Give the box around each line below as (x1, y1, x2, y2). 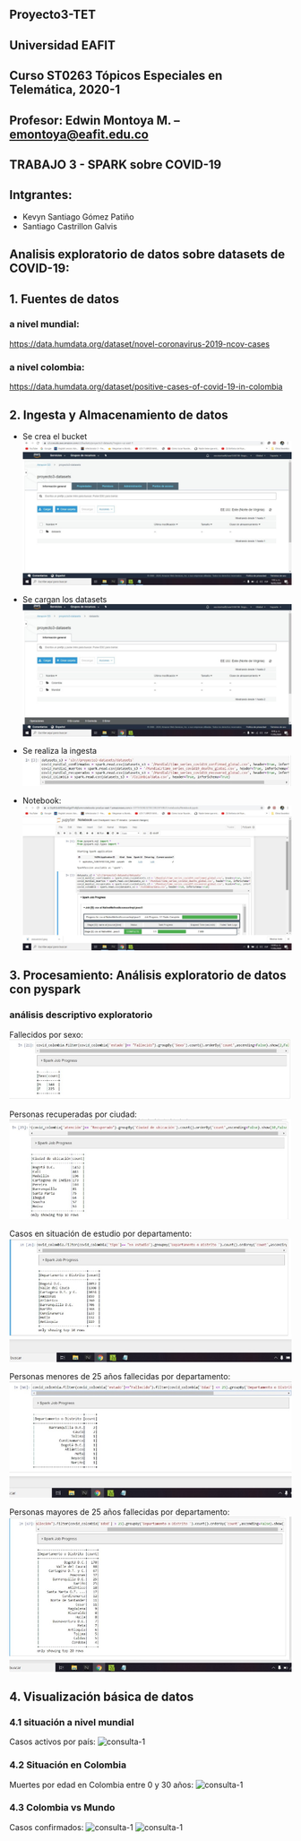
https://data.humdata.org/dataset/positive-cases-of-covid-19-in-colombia (9, 381, 283, 393)
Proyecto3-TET (9, 7, 97, 22)
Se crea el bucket (21, 430, 88, 442)
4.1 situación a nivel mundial (9, 1716, 134, 1728)
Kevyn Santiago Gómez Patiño (21, 211, 134, 222)
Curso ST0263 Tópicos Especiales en (9, 68, 223, 83)
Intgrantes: (9, 187, 73, 203)
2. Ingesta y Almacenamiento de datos (9, 407, 228, 422)
